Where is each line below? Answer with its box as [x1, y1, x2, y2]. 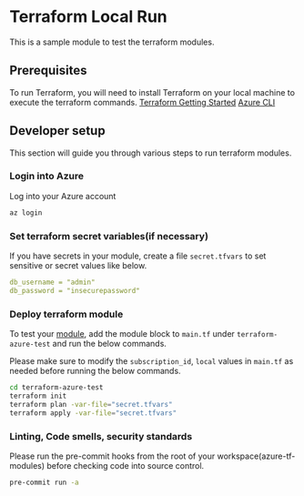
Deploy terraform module [9, 308, 124, 320]
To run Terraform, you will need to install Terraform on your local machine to [9, 86, 296, 97]
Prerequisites [9, 63, 87, 78]
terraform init [9, 391, 67, 400]
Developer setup [9, 123, 106, 138]
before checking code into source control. [46, 460, 205, 471]
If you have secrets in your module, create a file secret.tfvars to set [9, 250, 267, 261]
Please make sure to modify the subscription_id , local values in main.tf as [9, 356, 294, 367]
